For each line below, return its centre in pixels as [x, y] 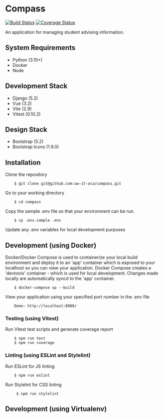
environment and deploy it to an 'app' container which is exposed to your [80, 263]
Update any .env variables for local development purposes [65, 230]
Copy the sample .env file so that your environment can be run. [70, 211]
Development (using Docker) [51, 245]
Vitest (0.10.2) [26, 114]
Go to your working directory [35, 193]
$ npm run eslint [32, 375]
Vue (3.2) [22, 103]
